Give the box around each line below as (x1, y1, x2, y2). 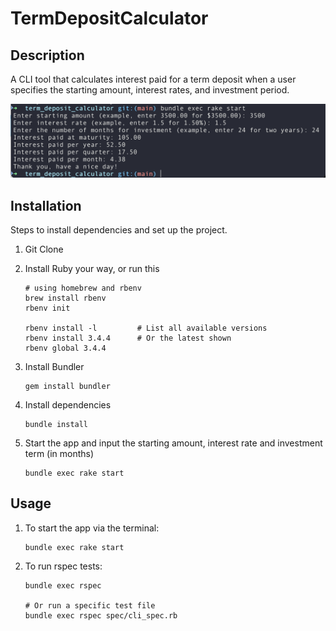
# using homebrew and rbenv (24, 283, 142, 293)
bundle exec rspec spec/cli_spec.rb (24, 610, 178, 621)
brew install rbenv (24, 293, 107, 303)
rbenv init (24, 303, 71, 313)
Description (10, 47, 85, 64)
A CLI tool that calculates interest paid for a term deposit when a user (10, 73, 297, 85)
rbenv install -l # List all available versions (24, 323, 268, 333)
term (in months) (24, 447, 95, 459)
